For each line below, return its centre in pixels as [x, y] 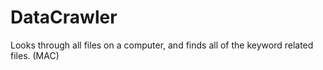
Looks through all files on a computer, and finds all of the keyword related [162, 45]
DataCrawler [64, 17]
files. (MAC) [35, 55]
